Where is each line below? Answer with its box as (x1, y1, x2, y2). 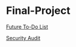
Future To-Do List (6, 23, 49, 30)
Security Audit (6, 34, 41, 41)
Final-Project (6, 4, 71, 17)
